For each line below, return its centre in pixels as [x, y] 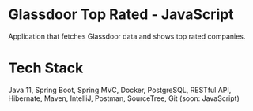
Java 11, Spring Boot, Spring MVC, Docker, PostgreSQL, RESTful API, [120, 90]
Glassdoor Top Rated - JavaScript [121, 15]
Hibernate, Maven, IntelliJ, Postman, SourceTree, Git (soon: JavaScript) [124, 98]
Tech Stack [46, 68]
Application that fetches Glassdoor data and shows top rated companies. [127, 36]
